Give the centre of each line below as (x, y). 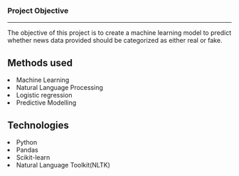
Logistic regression (44, 95)
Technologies (38, 125)
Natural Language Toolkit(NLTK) (63, 165)
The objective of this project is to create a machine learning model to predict (119, 33)
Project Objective (38, 11)
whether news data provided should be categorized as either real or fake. (115, 41)
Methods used (40, 63)
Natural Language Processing (60, 88)
